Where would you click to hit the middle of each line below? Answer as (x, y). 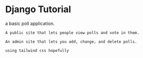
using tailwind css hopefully (37, 50)
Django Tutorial (38, 9)
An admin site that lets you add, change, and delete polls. (71, 42)
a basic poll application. (30, 23)
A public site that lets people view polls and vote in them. (72, 33)
